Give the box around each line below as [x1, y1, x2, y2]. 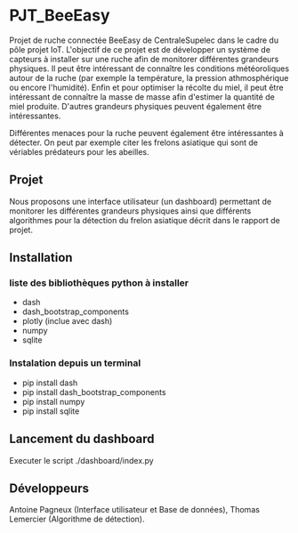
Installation [9, 250, 73, 265]
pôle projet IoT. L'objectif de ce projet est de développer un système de [9, 44, 271, 54]
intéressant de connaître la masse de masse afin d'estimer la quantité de [9, 91, 276, 102]
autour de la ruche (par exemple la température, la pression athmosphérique [9, 72, 289, 83]
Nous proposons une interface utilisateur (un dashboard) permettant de [9, 196, 272, 206]
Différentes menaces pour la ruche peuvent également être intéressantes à [9, 127, 285, 138]
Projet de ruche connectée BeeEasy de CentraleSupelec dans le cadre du [9, 35, 278, 45]
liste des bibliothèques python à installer [9, 277, 189, 289]
